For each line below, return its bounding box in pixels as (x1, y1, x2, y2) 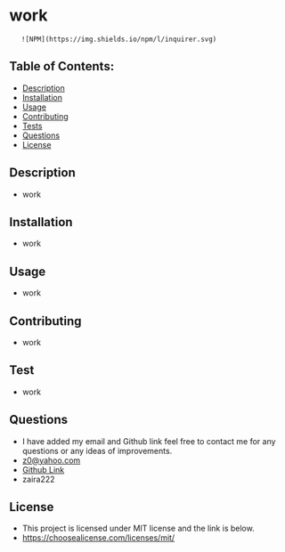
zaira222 (21, 474, 55, 484)
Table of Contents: (9, 59, 115, 74)
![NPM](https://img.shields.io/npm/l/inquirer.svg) (20, 35, 217, 44)
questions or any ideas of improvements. (21, 445, 173, 456)
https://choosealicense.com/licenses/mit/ (21, 532, 175, 543)
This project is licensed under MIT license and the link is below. (21, 523, 256, 534)
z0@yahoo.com (21, 455, 81, 466)
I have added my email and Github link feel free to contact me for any (21, 435, 276, 446)
